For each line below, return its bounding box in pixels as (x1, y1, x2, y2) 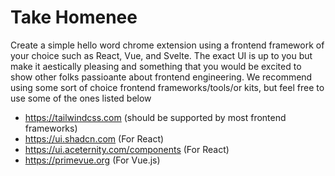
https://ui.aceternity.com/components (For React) (24, 143, 230, 155)
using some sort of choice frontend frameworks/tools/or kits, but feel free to (10, 81, 325, 93)
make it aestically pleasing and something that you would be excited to (10, 60, 302, 72)
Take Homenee (10, 6, 138, 29)
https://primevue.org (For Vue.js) (24, 154, 161, 166)
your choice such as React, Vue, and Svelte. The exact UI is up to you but (10, 49, 313, 61)
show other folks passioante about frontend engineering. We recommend (10, 71, 313, 83)
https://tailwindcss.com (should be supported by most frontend (24, 111, 287, 123)
